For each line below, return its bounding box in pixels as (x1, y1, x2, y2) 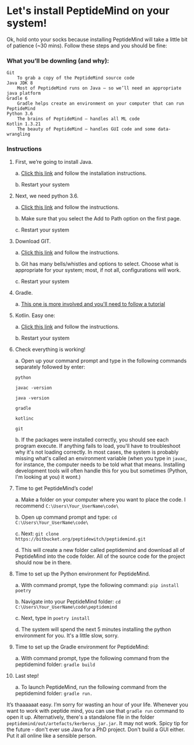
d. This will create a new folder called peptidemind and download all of (15, 546, 185, 553)
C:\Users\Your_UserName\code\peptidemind (15, 604, 117, 610)
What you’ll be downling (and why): (6, 57, 110, 65)
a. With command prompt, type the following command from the (15, 654, 170, 661)
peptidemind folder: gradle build (15, 661, 96, 668)
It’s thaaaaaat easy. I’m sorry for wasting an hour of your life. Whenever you (6, 701, 189, 708)
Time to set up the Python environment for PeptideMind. (15, 570, 150, 577)
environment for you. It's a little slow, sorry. (15, 632, 119, 639)
